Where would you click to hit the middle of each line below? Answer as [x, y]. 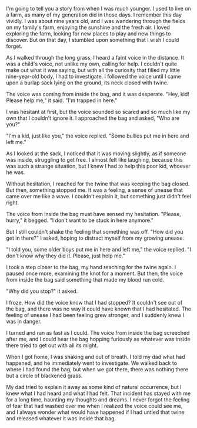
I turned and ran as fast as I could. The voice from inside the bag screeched [98, 333]
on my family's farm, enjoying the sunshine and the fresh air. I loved [88, 27]
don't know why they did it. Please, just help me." [66, 256]
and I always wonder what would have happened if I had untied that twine [95, 412]
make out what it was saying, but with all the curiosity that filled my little [93, 70]
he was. [16, 172]
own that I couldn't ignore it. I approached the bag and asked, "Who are [93, 118]
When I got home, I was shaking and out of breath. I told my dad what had [96, 357]
